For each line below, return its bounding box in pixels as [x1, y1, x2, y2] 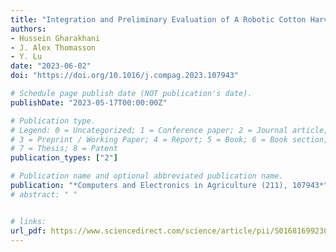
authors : [10, 24, 47, 34]
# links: [10, 216, 47, 226]
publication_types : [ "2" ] [10, 153, 118, 163]
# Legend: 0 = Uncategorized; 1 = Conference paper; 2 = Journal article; [10, 125, 329, 135]
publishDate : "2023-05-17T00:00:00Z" [10, 97, 168, 108]
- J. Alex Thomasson [10, 42, 97, 53]
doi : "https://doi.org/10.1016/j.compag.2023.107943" [10, 71, 240, 81]
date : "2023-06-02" [10, 61, 92, 71]
